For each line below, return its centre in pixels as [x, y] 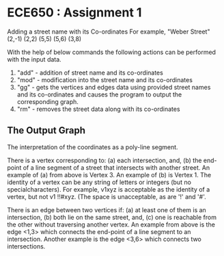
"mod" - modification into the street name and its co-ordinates [105, 79]
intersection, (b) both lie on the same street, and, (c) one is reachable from [112, 217]
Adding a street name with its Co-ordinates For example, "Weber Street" [109, 31]
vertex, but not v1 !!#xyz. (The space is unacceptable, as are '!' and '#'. [107, 196]
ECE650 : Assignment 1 [74, 13]
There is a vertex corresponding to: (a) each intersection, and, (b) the [104, 160]
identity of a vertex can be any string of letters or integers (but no [99, 182]
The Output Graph [46, 130]
